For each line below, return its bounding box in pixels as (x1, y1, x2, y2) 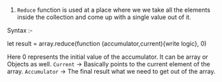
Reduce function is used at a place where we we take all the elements (16, 6, 210, 14)
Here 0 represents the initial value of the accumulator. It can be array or (7, 53, 208, 61)
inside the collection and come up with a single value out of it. (16, 13, 191, 21)
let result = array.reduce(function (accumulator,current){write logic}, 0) (7, 40, 207, 47)
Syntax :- (7, 27, 33, 34)
